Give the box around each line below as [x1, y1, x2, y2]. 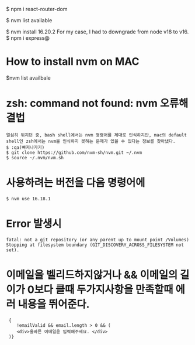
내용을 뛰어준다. [18, 298, 90, 310]
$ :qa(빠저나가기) [6, 144, 45, 151]
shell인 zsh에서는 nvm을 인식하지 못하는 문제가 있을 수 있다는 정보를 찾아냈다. [6, 138, 176, 144]
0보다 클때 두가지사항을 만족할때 [27, 283, 173, 296]
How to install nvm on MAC [6, 55, 140, 69]
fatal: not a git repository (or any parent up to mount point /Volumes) [6, 237, 190, 242]
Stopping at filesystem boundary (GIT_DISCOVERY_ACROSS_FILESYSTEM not [6, 242, 184, 248]
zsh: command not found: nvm [6, 97, 158, 110]
